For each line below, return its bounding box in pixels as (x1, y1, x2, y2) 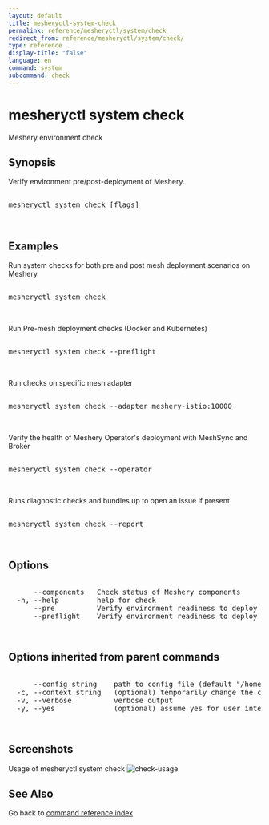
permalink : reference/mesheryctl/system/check (8, 26, 167, 34)
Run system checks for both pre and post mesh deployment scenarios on (8, 261, 251, 270)
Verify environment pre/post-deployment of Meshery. (8, 177, 186, 187)
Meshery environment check (8, 132, 103, 142)
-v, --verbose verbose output (16, 695, 174, 705)
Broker (8, 442, 30, 451)
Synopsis (8, 156, 56, 169)
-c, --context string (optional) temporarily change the (16, 687, 254, 697)
